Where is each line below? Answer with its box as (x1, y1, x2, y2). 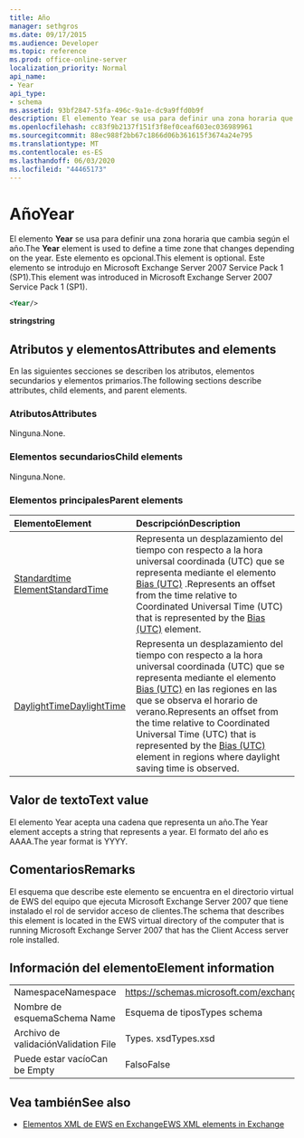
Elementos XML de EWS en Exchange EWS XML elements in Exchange (22, 1119, 285, 1130)
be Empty (14, 1064, 55, 1076)
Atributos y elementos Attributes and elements (9, 341, 277, 357)
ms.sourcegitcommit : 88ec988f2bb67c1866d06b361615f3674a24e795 (9, 131, 253, 140)
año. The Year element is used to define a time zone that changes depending (9, 243, 295, 254)
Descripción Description (135, 517, 242, 529)
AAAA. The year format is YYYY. (9, 836, 128, 847)
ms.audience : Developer (9, 38, 100, 48)
